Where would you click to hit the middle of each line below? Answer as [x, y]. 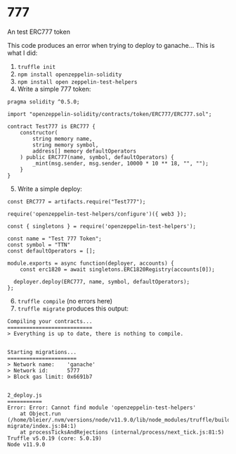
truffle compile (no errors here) [65, 301]
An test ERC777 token [39, 32]
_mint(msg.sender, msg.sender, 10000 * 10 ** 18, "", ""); [121, 163]
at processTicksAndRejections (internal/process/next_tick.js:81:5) [122, 432]
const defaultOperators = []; [52, 251]
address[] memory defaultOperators [85, 151]
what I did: [22, 53]
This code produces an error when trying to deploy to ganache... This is [111, 45]
